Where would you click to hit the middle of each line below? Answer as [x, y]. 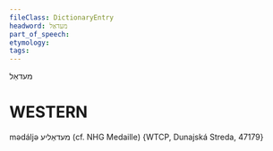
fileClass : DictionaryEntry [62, 17]
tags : [19, 51]
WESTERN [48, 112]
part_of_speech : [39, 34]
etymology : [30, 42]
